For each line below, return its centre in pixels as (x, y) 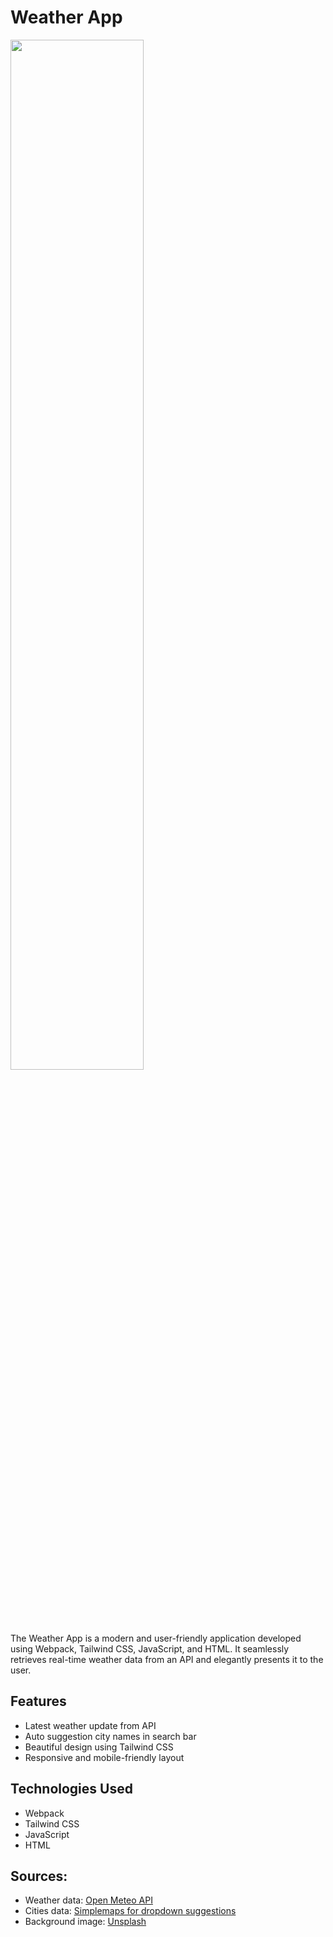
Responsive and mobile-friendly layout (104, 1757)
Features (38, 1701)
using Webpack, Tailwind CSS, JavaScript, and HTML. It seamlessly (150, 1648)
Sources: (39, 1876)
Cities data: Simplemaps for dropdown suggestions (130, 1911)
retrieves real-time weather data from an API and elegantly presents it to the (167, 1659)
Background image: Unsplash (85, 1922)
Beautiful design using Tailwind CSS (99, 1747)
